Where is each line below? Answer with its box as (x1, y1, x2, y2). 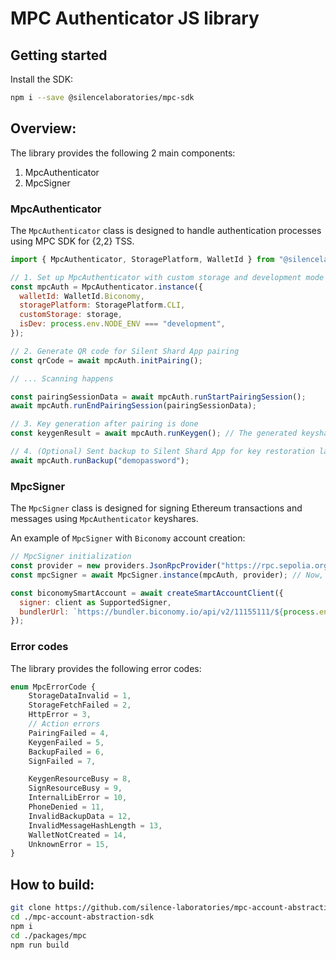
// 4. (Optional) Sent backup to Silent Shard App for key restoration (10, 447, 315, 457)
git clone (10, 903, 52, 913)
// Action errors (28, 719, 101, 729)
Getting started (10, 47, 108, 64)
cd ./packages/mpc (10, 930, 87, 941)
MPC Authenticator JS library (10, 7, 260, 30)
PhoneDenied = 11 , (28, 802, 105, 812)
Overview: (10, 120, 77, 137)
